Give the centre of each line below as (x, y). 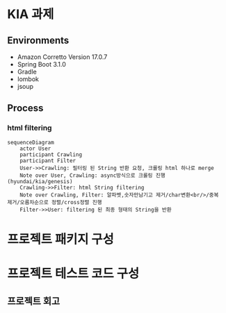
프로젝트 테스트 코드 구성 (73, 274)
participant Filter (48, 160)
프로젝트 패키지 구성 (61, 239)
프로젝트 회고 (34, 302)
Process (25, 108)
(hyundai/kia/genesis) (40, 181)
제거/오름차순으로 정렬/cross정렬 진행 (55, 202)
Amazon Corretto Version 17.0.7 (62, 57)
